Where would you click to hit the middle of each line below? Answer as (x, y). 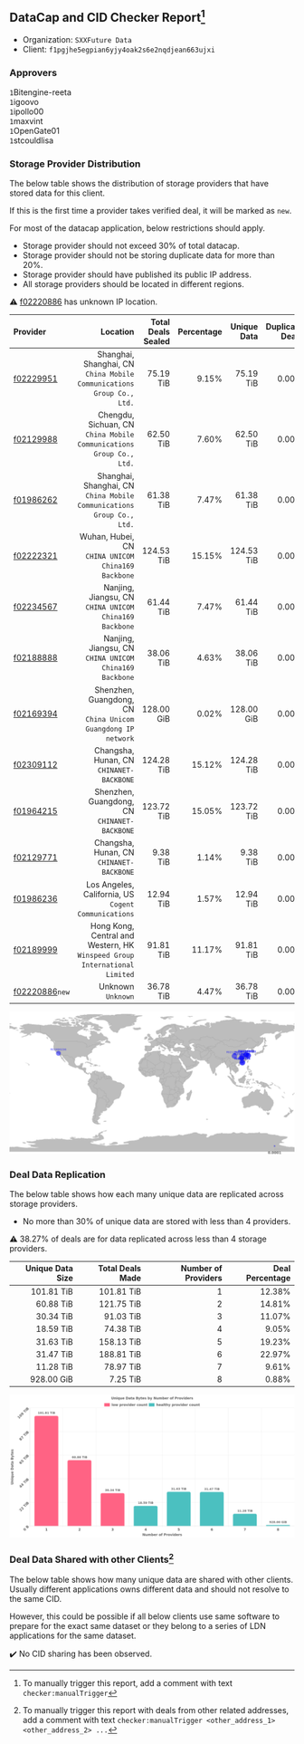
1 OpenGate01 (35, 131)
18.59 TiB (55, 1329)
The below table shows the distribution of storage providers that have (139, 184)
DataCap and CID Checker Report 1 (107, 16)
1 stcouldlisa (32, 140)
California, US (109, 894)
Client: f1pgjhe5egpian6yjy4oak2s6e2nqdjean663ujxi (119, 49)
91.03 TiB (123, 1317)
